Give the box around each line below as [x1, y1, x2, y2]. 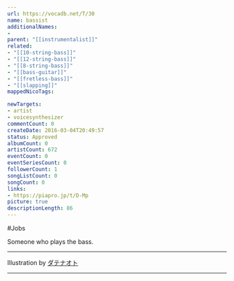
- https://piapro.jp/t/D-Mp [7, 192, 89, 199]
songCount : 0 [7, 179, 45, 186]
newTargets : [7, 101, 42, 108]
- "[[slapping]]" [7, 82, 58, 89]
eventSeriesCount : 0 [7, 159, 68, 166]
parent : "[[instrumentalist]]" [7, 36, 98, 43]
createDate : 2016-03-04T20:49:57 [7, 127, 104, 134]
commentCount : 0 [7, 120, 54, 127]
